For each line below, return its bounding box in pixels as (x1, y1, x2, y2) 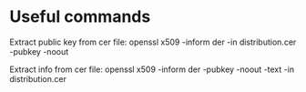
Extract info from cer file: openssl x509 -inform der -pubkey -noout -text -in (9, 64, 294, 75)
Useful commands (9, 6, 151, 27)
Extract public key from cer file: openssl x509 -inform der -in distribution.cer (9, 36, 297, 47)
